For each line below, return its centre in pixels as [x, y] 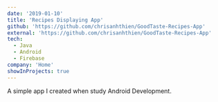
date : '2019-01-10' [35, 13]
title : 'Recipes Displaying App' [55, 20]
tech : [15, 39]
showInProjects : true [38, 71]
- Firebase [29, 59]
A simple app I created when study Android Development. [89, 91]
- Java [23, 45]
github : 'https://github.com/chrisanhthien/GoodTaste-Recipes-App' [107, 26]
